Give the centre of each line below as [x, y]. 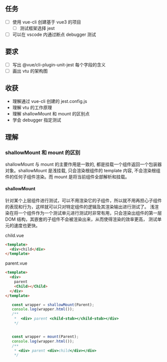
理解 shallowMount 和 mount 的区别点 [51, 113]
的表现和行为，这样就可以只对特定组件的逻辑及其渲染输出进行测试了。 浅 [80, 207]
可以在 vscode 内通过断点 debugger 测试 [54, 34]
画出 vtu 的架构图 [30, 71]
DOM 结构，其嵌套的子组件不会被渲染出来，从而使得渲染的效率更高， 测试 [81, 219]
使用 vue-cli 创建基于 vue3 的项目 [47, 22]
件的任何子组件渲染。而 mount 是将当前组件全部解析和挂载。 [67, 177]
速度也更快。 [27, 225]
